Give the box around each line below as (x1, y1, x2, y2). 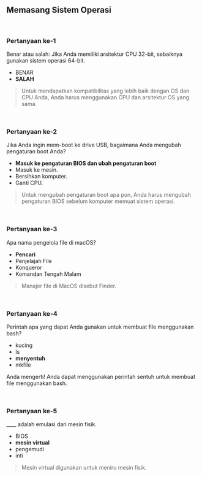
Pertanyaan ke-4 (6, 309, 58, 318)
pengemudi (15, 446, 45, 453)
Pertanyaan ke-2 (6, 128, 57, 136)
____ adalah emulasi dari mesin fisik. (6, 421, 97, 428)
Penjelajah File (15, 257, 52, 264)
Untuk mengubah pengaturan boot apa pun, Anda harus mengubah (21, 191, 192, 199)
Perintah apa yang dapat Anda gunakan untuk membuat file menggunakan (6, 323, 194, 330)
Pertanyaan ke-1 (6, 36, 56, 45)
